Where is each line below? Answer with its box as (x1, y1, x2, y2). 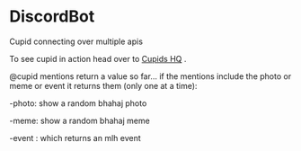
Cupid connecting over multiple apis (9, 36, 144, 47)
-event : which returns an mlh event (9, 132, 141, 143)
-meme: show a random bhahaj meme (9, 115, 150, 126)
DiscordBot (9, 6, 95, 27)
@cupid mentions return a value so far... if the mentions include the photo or (9, 70, 292, 82)
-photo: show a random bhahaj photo (9, 97, 147, 109)
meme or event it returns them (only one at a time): (9, 80, 198, 91)
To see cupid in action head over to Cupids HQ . (9, 53, 187, 64)
